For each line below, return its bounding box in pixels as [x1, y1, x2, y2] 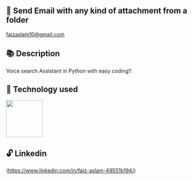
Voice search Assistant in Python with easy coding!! [6, 67, 132, 74]
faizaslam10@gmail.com [6, 31, 65, 38]
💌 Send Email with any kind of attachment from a [6, 6, 188, 16]
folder [6, 15, 29, 25]
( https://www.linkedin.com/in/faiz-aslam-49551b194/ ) [6, 167, 137, 174]
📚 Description [6, 48, 60, 59]
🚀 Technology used [6, 84, 78, 94]
